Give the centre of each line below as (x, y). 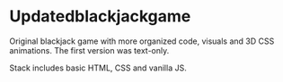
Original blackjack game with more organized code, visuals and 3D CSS (142, 41)
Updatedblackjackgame (100, 16)
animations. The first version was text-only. (89, 50)
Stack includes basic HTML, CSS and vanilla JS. (98, 68)
